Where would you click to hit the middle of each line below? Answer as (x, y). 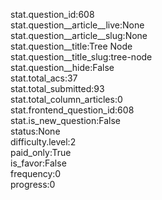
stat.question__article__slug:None (79, 35)
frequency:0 (36, 173)
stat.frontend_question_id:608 (72, 110)
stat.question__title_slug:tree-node (81, 57)
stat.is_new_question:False (65, 120)
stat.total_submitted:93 (57, 88)
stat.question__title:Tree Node (71, 46)
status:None (35, 131)
